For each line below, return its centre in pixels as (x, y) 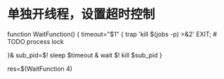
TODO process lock (36, 41)
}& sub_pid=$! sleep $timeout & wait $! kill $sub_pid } (85, 55)
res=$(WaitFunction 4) (40, 69)
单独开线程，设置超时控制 (81, 14)
